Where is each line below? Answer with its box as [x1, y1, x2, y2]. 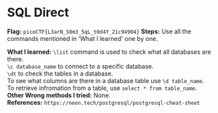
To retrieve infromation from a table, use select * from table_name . [7, 84, 197, 92]
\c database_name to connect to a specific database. [7, 62, 154, 70]
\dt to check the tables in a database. [7, 69, 113, 78]
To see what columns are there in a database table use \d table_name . [7, 76, 204, 84]
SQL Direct [7, 5, 70, 20]
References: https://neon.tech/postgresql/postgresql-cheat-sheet [7, 98, 200, 106]
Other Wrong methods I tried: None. [7, 91, 111, 99]
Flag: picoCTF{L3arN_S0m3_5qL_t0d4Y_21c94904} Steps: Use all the [7, 27, 191, 35]
